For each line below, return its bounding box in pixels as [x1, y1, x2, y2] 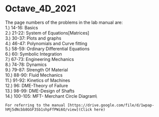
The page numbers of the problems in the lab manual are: [5, 19, 123, 25]
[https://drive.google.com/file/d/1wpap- [67, 103, 155, 108]
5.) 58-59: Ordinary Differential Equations [5, 46, 90, 52]
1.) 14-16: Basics [5, 24, 38, 30]
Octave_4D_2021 [5, 3, 76, 14]
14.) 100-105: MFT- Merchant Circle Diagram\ [5, 93, 97, 99]
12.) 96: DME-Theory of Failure [5, 82, 68, 88]
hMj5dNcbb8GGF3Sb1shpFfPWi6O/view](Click [5, 107, 92, 112]
